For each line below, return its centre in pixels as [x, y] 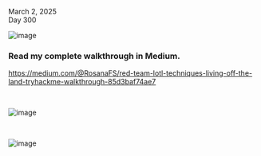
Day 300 [22, 20]
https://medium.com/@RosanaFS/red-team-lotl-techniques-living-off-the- [130, 73]
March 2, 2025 [33, 12]
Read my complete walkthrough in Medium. [95, 56]
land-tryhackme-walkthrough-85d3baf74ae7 [82, 82]
